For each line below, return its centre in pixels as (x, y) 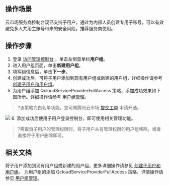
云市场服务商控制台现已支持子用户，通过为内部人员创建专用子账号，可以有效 (84, 22)
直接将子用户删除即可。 (42, 135)
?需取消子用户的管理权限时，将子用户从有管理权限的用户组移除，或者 (89, 129)
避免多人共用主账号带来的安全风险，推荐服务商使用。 (60, 28)
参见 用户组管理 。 (23, 178)
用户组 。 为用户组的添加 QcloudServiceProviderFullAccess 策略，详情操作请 (84, 172)
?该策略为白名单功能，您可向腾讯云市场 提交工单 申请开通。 (79, 107)
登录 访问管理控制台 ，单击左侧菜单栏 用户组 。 (60, 59)
